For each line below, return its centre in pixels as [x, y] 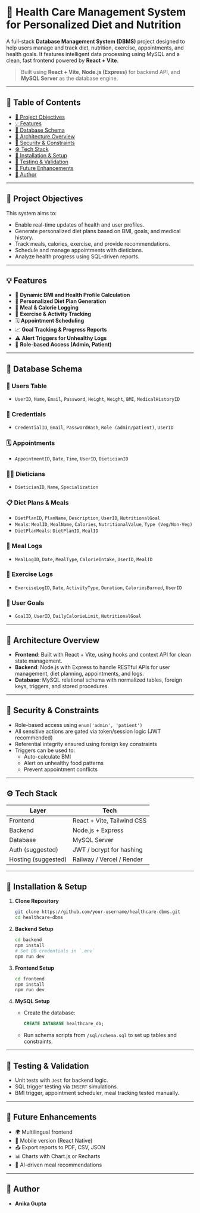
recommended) [34, 737]
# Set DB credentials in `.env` [55, 951]
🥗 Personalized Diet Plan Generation [60, 301]
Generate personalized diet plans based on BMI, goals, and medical [98, 231]
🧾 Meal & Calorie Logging [47, 308]
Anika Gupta [30, 1203]
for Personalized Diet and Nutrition [94, 25]
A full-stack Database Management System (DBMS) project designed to [96, 41]
